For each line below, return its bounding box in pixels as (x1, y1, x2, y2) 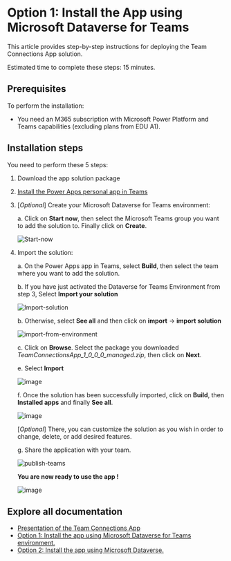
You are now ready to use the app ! (17, 472, 119, 481)
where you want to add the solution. (17, 269, 120, 277)
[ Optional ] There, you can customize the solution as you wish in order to (17, 425, 223, 433)
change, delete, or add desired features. (17, 432, 132, 440)
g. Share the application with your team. (17, 446, 131, 454)
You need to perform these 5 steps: (7, 160, 109, 169)
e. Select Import (17, 364, 64, 372)
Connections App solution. (7, 50, 83, 58)
